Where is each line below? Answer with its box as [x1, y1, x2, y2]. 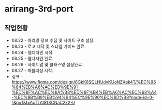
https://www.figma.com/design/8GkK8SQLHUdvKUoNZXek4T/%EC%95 [11, 79, 156, 85]
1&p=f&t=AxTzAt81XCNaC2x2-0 [11, 100, 75, 105]
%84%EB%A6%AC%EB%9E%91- [11, 84, 80, 90]
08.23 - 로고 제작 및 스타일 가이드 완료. [11, 43, 86, 49]
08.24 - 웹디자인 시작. [11, 50, 54, 55]
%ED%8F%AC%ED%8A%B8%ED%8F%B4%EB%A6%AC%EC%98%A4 [11, 89, 157, 95]
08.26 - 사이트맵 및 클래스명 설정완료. [11, 62, 83, 67]
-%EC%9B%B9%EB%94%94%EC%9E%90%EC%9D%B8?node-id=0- [11, 95, 154, 100]
